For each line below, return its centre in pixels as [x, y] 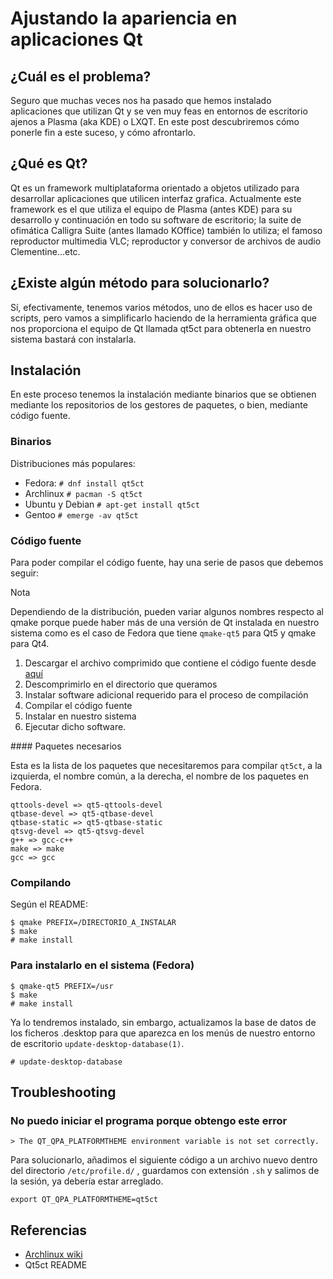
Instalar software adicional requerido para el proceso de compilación [166, 695]
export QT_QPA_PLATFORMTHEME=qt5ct [84, 1200]
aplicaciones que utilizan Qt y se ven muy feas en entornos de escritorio [159, 111]
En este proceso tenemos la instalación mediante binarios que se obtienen [163, 394]
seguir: [25, 573]
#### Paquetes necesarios [66, 746]
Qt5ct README [56, 1265]
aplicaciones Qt [76, 39]
